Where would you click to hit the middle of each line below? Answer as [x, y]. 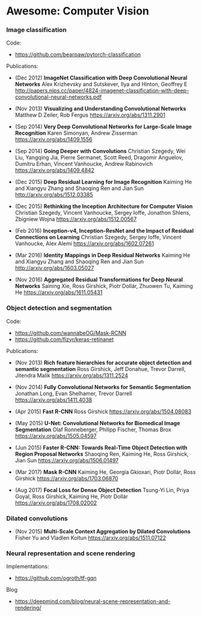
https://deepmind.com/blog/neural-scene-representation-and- [93, 601]
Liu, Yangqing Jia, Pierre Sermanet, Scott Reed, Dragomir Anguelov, [99, 158]
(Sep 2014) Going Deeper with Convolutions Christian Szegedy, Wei [100, 151]
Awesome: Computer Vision [78, 11]
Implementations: [28, 566]
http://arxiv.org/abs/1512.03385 [54, 195]
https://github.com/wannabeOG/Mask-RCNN [71, 333]
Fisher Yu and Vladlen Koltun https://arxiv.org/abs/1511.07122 [90, 538]
